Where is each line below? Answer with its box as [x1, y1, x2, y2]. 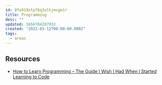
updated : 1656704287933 [5, 21, 56, 27]
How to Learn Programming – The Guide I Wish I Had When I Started [12, 68, 157, 74]
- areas [10, 36, 27, 41]
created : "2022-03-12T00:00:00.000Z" [5, 26, 86, 32]
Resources [5, 54, 40, 64]
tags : [5, 31, 17, 36]
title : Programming [5, 12, 47, 17]
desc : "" [5, 17, 24, 22]
